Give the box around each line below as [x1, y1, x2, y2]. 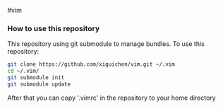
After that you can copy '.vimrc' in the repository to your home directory [7, 93, 217, 102]
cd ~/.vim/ [7, 67, 40, 75]
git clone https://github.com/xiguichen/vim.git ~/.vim [7, 61, 175, 68]
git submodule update [7, 81, 71, 88]
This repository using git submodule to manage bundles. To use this [7, 40, 205, 48]
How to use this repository [7, 23, 100, 33]
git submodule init [7, 74, 65, 81]
